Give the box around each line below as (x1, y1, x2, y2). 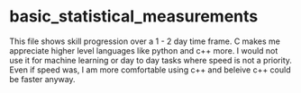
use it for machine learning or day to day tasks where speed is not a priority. (9, 55, 293, 65)
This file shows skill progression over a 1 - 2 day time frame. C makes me (9, 36, 281, 46)
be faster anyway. (9, 73, 76, 84)
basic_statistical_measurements (9, 6, 259, 27)
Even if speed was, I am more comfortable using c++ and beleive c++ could (9, 64, 291, 75)
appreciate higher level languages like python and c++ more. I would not (9, 45, 278, 55)
